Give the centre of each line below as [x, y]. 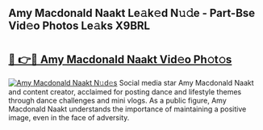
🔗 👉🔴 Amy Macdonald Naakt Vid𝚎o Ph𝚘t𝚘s [120, 59]
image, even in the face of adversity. [69, 117]
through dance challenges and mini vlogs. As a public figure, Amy [118, 101]
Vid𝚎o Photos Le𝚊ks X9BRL [79, 26]
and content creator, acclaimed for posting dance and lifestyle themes [125, 92]
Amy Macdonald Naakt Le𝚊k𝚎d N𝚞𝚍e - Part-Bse [132, 13]
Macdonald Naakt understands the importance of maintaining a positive [127, 109]
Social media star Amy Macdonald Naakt [186, 83]
